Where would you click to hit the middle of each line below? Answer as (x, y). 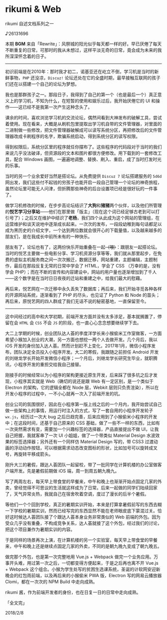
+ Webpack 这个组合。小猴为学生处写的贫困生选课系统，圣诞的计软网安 (79, 569)
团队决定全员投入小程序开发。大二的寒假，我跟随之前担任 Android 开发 (86, 352)
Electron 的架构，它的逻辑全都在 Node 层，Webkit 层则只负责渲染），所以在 (82, 387)
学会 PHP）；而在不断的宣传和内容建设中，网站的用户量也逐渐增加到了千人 (81, 272)
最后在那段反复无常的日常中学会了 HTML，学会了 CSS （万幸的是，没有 (87, 265)
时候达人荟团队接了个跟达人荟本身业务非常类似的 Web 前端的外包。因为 (87, 517)
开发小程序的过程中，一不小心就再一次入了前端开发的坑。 (64, 393)
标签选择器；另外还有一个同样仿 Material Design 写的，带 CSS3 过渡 (84, 441)
